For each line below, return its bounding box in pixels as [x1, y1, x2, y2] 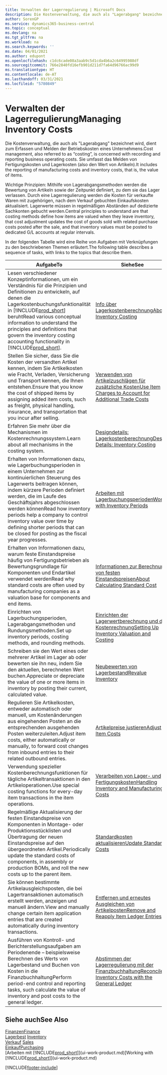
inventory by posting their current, [7, 685, 87, 692]
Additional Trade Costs [95, 396, 149, 403]
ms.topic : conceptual [5, 26, 50, 31]
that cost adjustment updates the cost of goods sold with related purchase [5, 218, 158, 224]
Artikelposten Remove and [95, 906, 156, 913]
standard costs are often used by [7, 581, 85, 588]
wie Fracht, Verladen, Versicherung [7, 371, 90, 378]
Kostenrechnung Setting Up [95, 624, 159, 630]
